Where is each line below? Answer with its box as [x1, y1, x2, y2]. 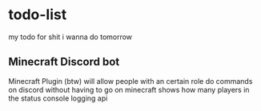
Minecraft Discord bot [8, 55, 120, 69]
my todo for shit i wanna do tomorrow [8, 32, 133, 42]
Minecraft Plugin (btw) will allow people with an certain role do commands [8, 76, 253, 85]
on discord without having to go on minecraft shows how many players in [8, 85, 250, 94]
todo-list [8, 6, 67, 24]
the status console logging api [8, 93, 108, 103]
